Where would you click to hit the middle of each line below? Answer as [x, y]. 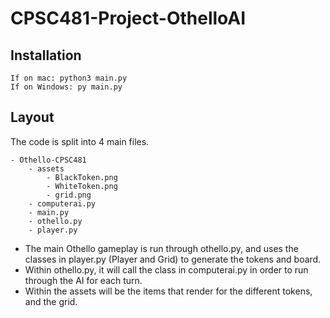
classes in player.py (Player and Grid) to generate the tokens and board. [173, 259]
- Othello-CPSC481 [48, 160]
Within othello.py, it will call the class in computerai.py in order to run [166, 269]
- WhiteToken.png [82, 186]
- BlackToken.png [82, 177]
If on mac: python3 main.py [69, 78]
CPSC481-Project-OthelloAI [128, 18]
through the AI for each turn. [83, 280]
